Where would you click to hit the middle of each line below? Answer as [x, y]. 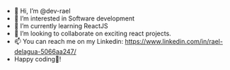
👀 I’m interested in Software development [74, 18]
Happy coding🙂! [38, 59]
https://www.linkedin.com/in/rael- [174, 41]
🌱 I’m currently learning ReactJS [61, 26]
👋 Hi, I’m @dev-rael [42, 11]
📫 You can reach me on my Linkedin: [69, 41]
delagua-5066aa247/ [45, 52]
